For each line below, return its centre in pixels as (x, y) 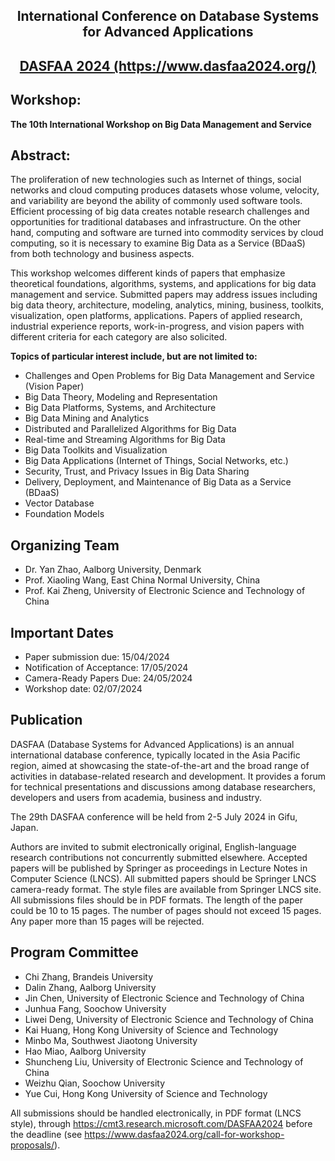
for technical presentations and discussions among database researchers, (163, 786)
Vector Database (59, 503)
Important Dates (62, 632)
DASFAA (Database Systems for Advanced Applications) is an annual (152, 744)
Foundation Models (64, 514)
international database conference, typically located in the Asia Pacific (155, 755)
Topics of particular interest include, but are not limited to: (134, 356)
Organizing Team (65, 545)
